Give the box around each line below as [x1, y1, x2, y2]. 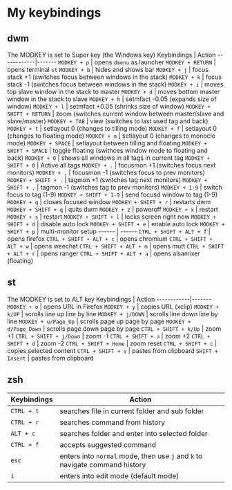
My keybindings [7, 5, 101, 21]
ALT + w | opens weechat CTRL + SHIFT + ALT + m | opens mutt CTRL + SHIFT [7, 242, 224, 250]
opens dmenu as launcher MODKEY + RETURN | [94, 58, 216, 66]
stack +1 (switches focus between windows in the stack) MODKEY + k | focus [7, 73, 222, 81]
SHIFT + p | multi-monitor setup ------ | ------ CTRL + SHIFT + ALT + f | [7, 227, 211, 235]
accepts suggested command [59, 439, 157, 449]
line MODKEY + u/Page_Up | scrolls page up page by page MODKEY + [7, 317, 191, 325]
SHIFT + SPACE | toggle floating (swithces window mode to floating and [7, 147, 209, 154]
